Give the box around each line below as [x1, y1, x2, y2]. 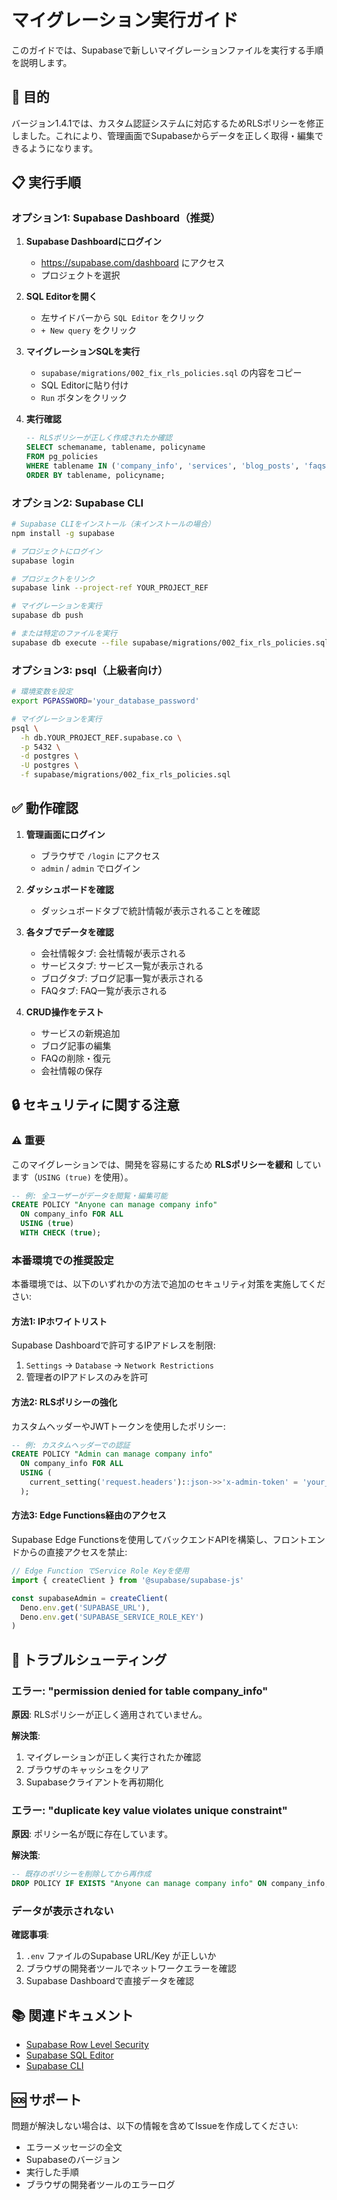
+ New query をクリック [40, 324, 138, 336]
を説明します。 [11, 56, 73, 68]
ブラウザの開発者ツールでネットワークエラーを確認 [25, 1962, 237, 1975]
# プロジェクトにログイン [11, 546, 103, 556]
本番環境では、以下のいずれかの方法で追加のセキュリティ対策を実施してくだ [11, 1278, 326, 1290]
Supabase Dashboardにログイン [25, 236, 163, 248]
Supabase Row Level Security [25, 2039, 149, 2051]
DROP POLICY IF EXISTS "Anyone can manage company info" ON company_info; [11, 1879, 330, 1889]
